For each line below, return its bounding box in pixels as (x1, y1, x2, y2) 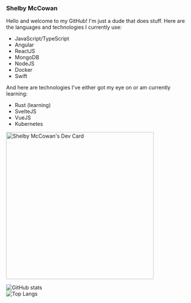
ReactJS (14, 48, 35, 55)
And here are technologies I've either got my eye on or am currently (6, 84, 171, 91)
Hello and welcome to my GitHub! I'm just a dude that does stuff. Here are (6, 18, 185, 25)
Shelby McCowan (6, 4, 58, 12)
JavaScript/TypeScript (14, 35, 70, 42)
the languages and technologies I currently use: (6, 24, 122, 31)
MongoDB (14, 54, 39, 61)
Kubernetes (14, 121, 43, 128)
